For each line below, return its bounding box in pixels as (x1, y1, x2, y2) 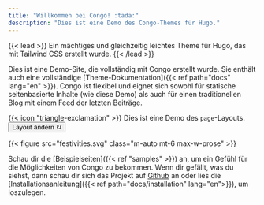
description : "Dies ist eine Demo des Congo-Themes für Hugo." (8, 19, 221, 27)
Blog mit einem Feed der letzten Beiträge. (8, 98, 143, 107)
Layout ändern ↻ (12, 123, 62, 131)
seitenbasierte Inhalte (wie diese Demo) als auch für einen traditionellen (8, 89, 242, 99)
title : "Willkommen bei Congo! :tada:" (8, 11, 139, 20)
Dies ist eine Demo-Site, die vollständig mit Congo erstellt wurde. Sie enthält (8, 64, 256, 73)
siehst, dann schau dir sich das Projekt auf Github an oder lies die (8, 170, 221, 180)
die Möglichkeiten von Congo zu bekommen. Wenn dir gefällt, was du (8, 162, 234, 172)
